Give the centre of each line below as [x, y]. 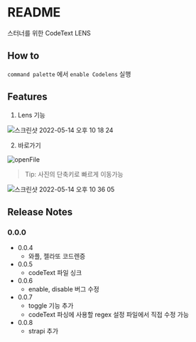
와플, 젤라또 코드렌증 [57, 256]
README [34, 12]
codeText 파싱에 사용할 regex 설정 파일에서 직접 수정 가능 [109, 315]
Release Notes [40, 212]
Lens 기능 [32, 115]
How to [23, 56]
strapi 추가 [43, 331]
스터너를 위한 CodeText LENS [49, 33]
